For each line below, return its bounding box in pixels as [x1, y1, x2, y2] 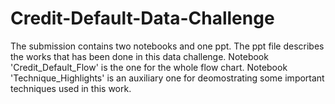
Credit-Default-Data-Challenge [10, 7, 275, 30]
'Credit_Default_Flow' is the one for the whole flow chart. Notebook [10, 61, 288, 73]
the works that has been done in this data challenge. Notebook [10, 50, 269, 62]
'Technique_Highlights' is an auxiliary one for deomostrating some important [10, 72, 325, 84]
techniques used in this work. [10, 82, 132, 94]
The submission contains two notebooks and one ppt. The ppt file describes [10, 40, 325, 52]
